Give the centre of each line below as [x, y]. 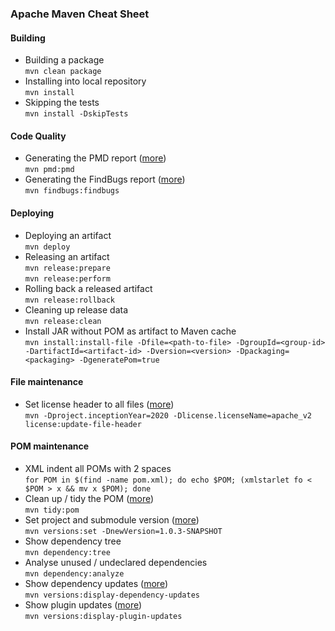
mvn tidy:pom [52, 510]
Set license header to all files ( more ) [99, 404]
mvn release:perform [67, 278]
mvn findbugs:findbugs [72, 191]
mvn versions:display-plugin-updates [103, 616]
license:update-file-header [83, 424]
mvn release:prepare [67, 268]
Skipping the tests [62, 103]
